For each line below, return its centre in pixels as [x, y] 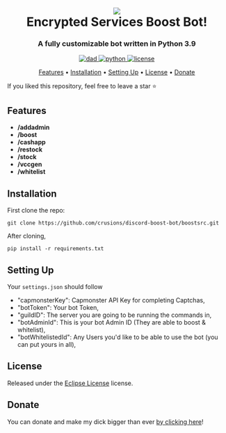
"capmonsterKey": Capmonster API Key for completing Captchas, [111, 300]
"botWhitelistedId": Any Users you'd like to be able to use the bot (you [118, 337]
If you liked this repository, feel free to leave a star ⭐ [82, 86]
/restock [30, 149]
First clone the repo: [36, 211]
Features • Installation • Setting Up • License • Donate [117, 72]
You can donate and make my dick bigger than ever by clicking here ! [105, 422]
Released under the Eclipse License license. [70, 383]
